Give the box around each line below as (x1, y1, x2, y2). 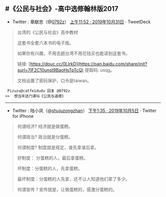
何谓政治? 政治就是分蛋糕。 (17, 134, 73, 140)
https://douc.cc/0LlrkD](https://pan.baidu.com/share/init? (30, 61, 147, 67)
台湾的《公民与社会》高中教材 (17, 29, 78, 35)
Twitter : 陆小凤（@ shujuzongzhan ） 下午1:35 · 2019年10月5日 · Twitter (12, 107, 157, 113)
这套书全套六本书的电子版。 (17, 40, 74, 46)
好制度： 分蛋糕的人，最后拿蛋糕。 (17, 155, 88, 161)
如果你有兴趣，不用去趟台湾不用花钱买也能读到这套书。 (17, 50, 130, 56)
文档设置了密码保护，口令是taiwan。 (17, 77, 92, 83)
